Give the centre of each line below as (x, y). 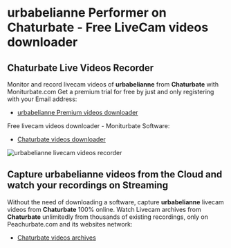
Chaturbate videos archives (57, 238)
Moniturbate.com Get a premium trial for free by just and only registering (111, 92)
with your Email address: (42, 99)
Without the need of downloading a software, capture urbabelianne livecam (116, 202)
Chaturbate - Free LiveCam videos (108, 27)
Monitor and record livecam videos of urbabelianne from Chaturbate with (113, 84)
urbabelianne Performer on (87, 13)
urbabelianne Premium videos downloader (77, 113)
